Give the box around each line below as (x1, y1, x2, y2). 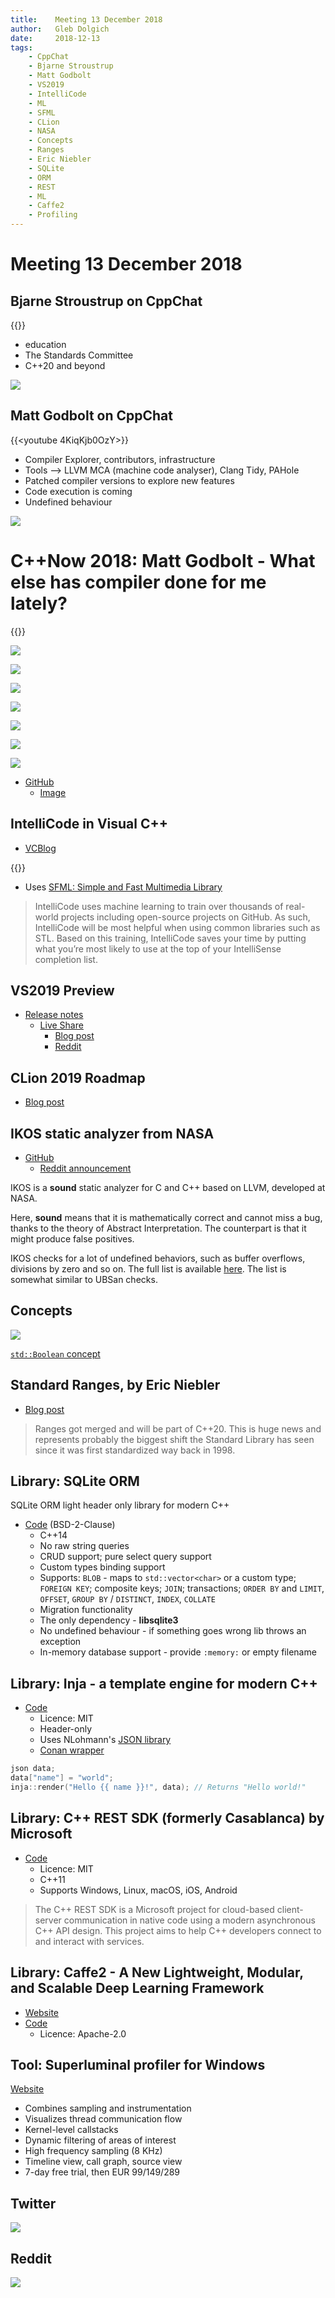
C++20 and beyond (24, 360, 106, 371)
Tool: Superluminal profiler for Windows (10, 2056, 266, 2073)
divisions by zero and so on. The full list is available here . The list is (10, 1263, 287, 1275)
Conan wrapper (39, 1744, 105, 1756)
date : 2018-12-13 (10, 33, 101, 43)
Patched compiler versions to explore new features (24, 474, 235, 486)
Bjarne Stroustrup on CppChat (10, 292, 203, 310)
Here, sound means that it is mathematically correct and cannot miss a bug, (10, 1212, 323, 1223)
